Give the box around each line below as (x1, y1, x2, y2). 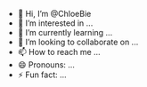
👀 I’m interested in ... (17, 18, 94, 28)
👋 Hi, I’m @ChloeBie (17, 9, 92, 19)
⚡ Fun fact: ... (17, 69, 67, 80)
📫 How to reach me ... (17, 47, 101, 57)
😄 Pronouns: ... (17, 59, 76, 70)
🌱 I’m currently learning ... (17, 28, 113, 37)
